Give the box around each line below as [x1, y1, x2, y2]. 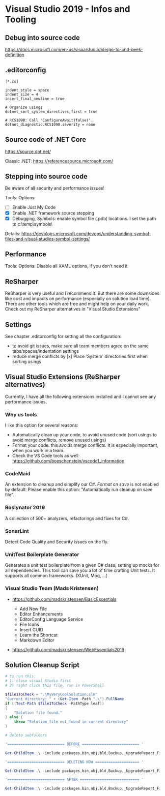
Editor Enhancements [19, 611, 63, 617]
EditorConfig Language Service [19, 616, 83, 622]
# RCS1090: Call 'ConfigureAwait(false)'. [5, 118, 93, 122]
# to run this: [5, 674, 36, 679]
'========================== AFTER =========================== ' [5, 777, 144, 782]
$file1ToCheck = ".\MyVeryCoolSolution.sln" [5, 692, 98, 697]
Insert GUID [19, 626, 43, 633]
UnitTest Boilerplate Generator [5, 551, 80, 558]
